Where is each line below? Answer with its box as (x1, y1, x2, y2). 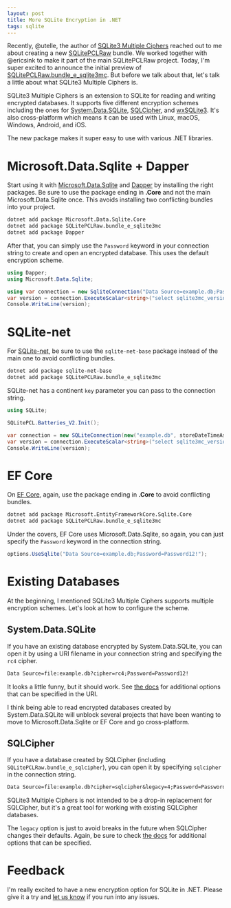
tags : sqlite (7, 23, 45, 30)
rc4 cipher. (7, 656, 38, 664)
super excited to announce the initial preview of (7, 63, 142, 72)
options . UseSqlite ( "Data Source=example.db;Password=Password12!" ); (7, 551, 208, 558)
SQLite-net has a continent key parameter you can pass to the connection (7, 387, 216, 394)
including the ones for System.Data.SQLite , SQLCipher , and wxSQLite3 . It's (7, 106, 219, 114)
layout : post (7, 10, 45, 17)
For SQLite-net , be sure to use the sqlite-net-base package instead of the (7, 347, 219, 355)
